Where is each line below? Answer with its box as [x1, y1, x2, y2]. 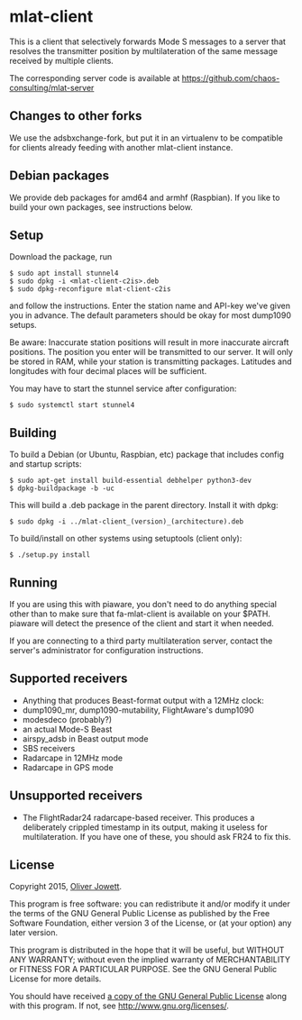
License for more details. [9, 973, 102, 984]
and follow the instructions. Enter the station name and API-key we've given [9, 300, 291, 312]
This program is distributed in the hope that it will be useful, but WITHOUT [9, 944, 285, 956]
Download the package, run [9, 251, 113, 262]
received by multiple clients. [9, 55, 114, 66]
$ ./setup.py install [9, 551, 91, 560]
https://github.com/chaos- [181, 72, 280, 83]
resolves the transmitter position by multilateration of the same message [9, 45, 278, 56]
